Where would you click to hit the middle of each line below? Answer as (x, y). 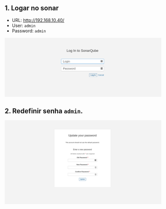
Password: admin (29, 31)
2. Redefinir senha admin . (44, 111)
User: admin (24, 25)
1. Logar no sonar (32, 8)
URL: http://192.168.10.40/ (38, 20)
